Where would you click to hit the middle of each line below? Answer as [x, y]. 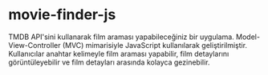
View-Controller [35, 45]
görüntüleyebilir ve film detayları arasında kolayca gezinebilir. [109, 62]
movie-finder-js [62, 15]
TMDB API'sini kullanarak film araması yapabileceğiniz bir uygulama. [121, 37]
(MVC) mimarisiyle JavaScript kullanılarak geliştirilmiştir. [154, 45]
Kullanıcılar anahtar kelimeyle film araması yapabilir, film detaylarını [119, 53]
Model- [248, 37]
